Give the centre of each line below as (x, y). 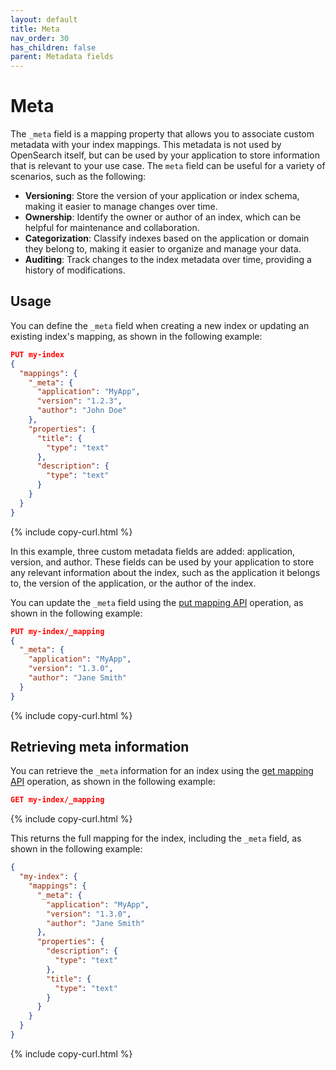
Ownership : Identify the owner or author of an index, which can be (163, 217)
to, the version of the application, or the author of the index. (133, 583)
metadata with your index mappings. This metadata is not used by (146, 145)
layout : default (44, 19)
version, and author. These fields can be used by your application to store (162, 562)
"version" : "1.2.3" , (79, 401)
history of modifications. (75, 270)
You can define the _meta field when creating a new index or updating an (160, 325)
